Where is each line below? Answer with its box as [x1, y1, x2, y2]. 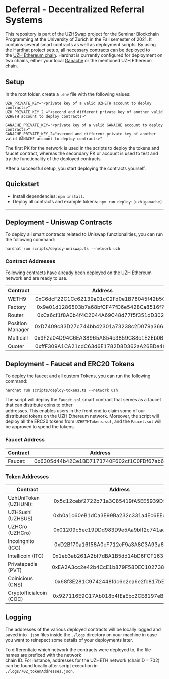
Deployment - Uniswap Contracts [5, 218, 112, 226]
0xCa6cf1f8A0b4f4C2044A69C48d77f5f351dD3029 [37, 311, 167, 318]
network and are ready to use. [5, 275, 68, 281]
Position [8, 320, 27, 327]
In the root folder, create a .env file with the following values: [5, 91, 131, 97]
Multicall [8, 334, 28, 341]
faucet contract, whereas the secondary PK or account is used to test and [5, 150, 158, 156]
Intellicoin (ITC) [8, 553, 44, 560]
